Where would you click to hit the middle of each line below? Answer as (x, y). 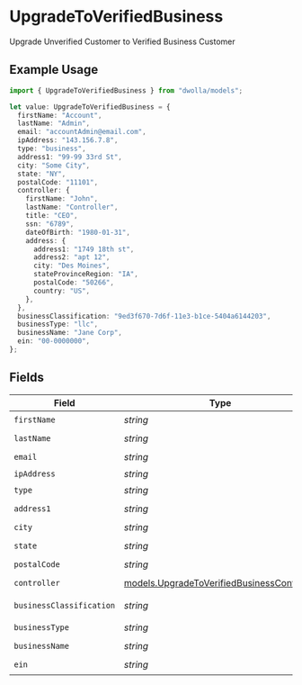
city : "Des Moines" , (71, 266)
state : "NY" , (42, 174)
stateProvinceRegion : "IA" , (86, 275)
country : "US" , (62, 291)
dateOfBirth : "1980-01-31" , (78, 232)
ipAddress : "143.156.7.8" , (68, 140)
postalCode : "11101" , (58, 182)
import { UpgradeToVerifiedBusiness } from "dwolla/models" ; (126, 90)
